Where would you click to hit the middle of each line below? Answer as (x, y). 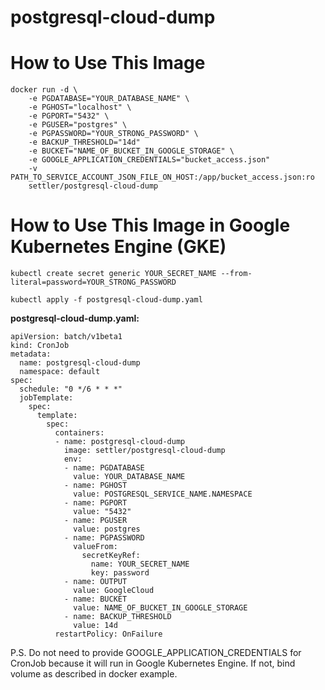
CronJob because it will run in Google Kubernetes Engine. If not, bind (153, 663)
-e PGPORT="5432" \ (69, 116)
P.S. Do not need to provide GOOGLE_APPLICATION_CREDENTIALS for (156, 653)
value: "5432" (102, 512)
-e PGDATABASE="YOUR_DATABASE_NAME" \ (109, 99)
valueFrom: (95, 547)
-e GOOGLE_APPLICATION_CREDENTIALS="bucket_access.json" (149, 160)
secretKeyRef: (111, 556)
